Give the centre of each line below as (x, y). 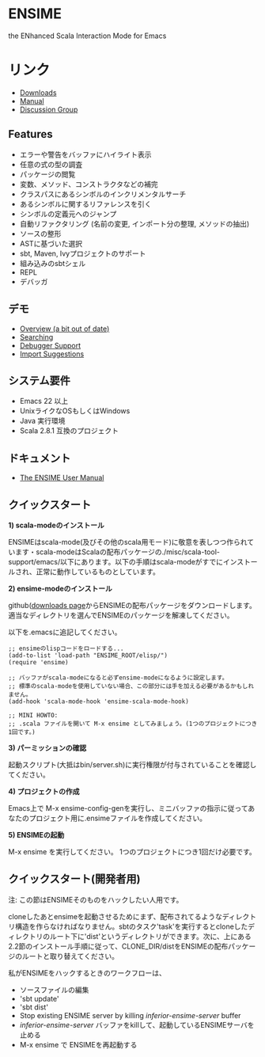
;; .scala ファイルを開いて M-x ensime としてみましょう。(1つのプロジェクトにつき (133, 724)
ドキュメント (40, 458)
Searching (36, 336)
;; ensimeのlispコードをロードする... (66, 648)
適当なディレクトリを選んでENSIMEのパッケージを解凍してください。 (121, 615)
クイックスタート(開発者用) (74, 879)
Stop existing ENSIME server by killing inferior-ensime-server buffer (130, 1015)
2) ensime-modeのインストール (61, 588)
